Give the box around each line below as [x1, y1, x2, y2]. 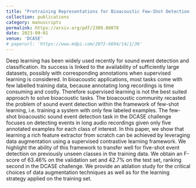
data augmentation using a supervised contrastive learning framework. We [6, 138, 186, 145]
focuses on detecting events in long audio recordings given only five [6, 119, 171, 126]
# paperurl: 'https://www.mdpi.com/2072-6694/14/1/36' [6, 41, 143, 47]
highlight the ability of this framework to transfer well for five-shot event [6, 144, 180, 151]
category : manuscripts [6, 19, 61, 25]
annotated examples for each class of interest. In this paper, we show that [6, 125, 184, 132]
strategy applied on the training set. [6, 175, 92, 182]
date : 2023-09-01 [6, 30, 49, 36]
